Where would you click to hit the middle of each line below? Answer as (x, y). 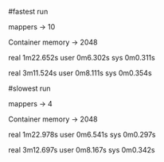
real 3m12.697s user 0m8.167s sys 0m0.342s (82, 150)
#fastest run (28, 12)
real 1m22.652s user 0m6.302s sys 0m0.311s (82, 58)
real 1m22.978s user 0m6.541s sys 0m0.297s (82, 135)
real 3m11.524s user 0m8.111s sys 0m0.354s (80, 73)
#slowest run (29, 88)
